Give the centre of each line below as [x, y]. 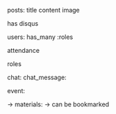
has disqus [23, 23]
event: [16, 91]
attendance [24, 50]
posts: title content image [43, 10]
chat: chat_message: [37, 77]
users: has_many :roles [40, 37]
